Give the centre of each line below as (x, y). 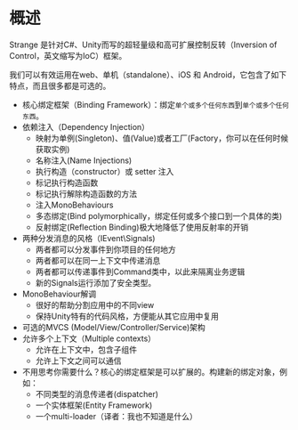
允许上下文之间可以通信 (78, 361)
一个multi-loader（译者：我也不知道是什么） (116, 416)
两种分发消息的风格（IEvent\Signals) (89, 238)
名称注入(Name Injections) (84, 160)
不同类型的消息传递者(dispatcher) (97, 393)
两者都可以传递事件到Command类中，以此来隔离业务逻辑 (140, 272)
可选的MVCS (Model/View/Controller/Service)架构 (114, 327)
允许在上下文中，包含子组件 (86, 349)
